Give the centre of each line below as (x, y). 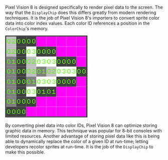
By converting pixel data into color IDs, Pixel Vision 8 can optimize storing (81, 125)
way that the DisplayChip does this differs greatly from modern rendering (81, 13)
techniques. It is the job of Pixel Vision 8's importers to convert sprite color (82, 18)
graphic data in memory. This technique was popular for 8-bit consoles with (83, 131)
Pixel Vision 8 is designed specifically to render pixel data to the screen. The (84, 7)
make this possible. (25, 152)
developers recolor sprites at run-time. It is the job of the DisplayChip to (79, 147)
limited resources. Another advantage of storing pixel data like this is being (82, 136)
